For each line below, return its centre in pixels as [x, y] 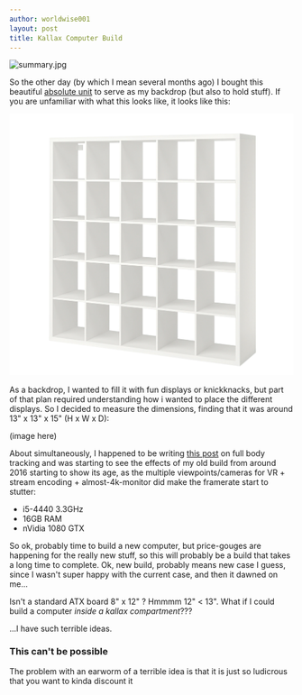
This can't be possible [59, 652]
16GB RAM [42, 518]
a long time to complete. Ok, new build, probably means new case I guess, [147, 564]
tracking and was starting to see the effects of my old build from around [143, 462]
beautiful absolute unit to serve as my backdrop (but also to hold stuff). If [145, 92]
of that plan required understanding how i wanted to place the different [141, 399]
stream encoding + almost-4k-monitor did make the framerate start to [139, 481]
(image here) [33, 435]
